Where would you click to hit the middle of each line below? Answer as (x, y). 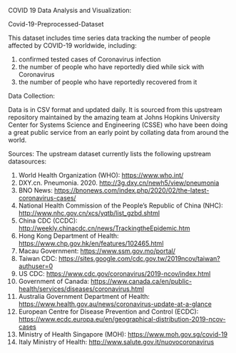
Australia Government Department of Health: (84, 296)
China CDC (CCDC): (48, 221)
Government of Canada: (54, 281)
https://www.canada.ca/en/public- (141, 281)
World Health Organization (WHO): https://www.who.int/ (101, 175)
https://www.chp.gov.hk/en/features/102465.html (91, 243)
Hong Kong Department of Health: (69, 236)
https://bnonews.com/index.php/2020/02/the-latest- (132, 190)
